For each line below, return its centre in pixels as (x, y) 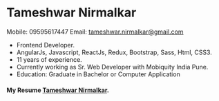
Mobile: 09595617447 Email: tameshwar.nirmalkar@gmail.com (95, 32)
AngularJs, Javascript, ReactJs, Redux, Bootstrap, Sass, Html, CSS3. (114, 52)
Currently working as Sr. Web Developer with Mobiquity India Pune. (112, 67)
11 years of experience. (49, 59)
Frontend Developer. (46, 45)
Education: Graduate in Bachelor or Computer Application (98, 74)
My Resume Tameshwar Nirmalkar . (58, 90)
